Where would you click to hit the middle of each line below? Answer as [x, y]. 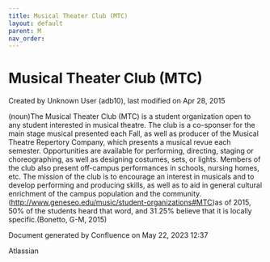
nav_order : [27, 38]
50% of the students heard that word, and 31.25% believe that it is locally [130, 211]
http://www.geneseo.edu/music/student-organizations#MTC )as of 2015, [131, 202]
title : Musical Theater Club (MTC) [68, 16]
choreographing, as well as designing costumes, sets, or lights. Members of [135, 159]
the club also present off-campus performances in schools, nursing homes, [134, 168]
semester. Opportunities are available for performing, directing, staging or [131, 151]
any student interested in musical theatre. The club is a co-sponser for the [132, 125]
